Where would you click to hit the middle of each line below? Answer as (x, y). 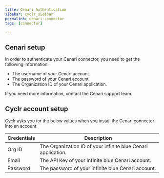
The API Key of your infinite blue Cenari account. (95, 160)
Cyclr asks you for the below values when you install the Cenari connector (80, 121)
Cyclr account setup (37, 109)
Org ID (15, 149)
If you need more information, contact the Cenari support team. (69, 94)
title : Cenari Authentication (36, 10)
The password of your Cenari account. (51, 79)
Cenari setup (25, 47)
